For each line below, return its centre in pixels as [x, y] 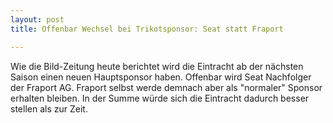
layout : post [37, 19]
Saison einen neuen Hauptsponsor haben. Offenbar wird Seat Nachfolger [161, 77]
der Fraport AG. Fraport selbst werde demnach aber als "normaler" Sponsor [166, 87]
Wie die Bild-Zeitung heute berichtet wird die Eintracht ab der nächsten [157, 66]
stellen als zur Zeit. [49, 108]
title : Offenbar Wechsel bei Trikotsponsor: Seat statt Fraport [147, 29]
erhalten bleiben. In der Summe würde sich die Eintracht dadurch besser [160, 98]
